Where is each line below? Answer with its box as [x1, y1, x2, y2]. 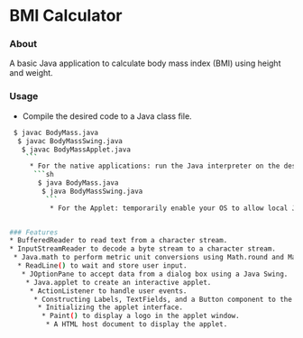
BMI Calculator [9, 5, 123, 26]
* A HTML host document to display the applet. [45, 320, 228, 329]
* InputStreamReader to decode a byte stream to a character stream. [9, 244, 277, 253]
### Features [9, 227, 59, 237]
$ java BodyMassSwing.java [41, 187, 143, 196]
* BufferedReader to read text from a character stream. [9, 236, 228, 245]
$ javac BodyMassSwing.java [17, 136, 124, 145]
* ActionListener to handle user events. [29, 286, 188, 296]
